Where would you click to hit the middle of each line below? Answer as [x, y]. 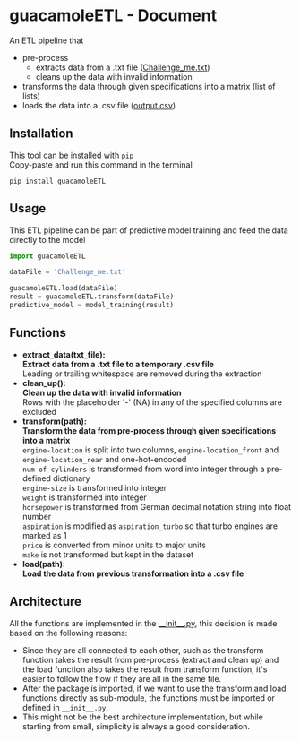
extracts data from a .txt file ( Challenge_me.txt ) [123, 67]
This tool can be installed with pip [72, 155]
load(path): [43, 564]
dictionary [72, 478]
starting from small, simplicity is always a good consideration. [136, 726]
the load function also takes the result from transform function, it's [145, 669]
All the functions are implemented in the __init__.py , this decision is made [143, 623]
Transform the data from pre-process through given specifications [149, 430]
